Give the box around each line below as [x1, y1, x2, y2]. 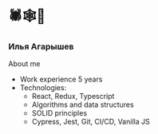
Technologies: [19, 83, 67, 93]
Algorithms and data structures [31, 100, 134, 109]
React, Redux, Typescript [31, 92, 115, 101]
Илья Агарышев [8, 41, 74, 53]
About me [8, 59, 41, 69]
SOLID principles [31, 108, 88, 118]
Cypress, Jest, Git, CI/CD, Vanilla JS [31, 117, 150, 127]
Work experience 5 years [19, 74, 103, 85]
